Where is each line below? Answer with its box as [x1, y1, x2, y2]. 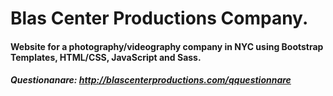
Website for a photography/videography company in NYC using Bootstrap [10, 40, 324, 52]
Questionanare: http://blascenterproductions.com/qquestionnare [10, 74, 292, 86]
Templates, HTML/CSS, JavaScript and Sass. [10, 51, 202, 63]
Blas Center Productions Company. [10, 7, 309, 30]
